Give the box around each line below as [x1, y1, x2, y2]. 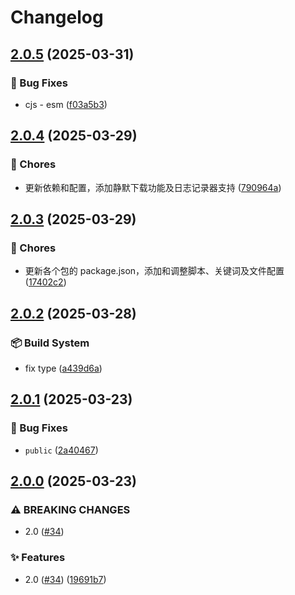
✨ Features [10, 551, 66, 565]
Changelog [10, 6, 104, 29]
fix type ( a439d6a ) [24, 362, 103, 374]
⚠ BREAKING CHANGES [10, 502, 131, 516]
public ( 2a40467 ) [24, 444, 99, 456]
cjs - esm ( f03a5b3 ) [24, 98, 108, 110]
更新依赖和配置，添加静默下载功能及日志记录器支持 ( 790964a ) [24, 181, 282, 193]
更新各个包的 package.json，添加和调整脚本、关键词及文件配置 [24, 265, 285, 277]
